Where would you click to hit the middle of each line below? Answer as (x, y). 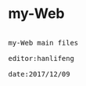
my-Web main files (43, 43)
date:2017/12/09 (39, 74)
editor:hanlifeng (41, 58)
